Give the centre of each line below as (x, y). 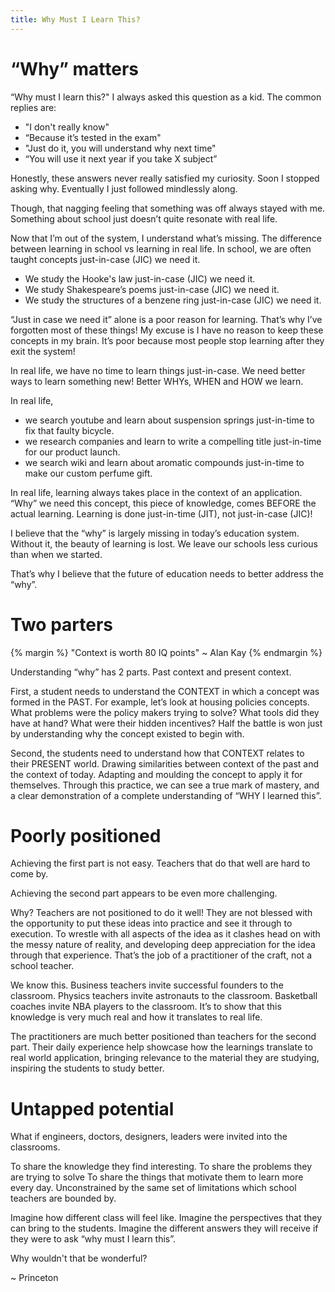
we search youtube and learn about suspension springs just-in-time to (169, 420)
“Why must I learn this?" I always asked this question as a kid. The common (166, 97)
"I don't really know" (67, 127)
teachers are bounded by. (63, 1198)
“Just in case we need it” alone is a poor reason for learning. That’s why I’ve (166, 319)
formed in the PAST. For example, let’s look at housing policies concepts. (160, 702)
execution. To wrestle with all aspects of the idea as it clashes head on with (165, 934)
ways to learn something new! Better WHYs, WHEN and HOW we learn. (157, 381)
